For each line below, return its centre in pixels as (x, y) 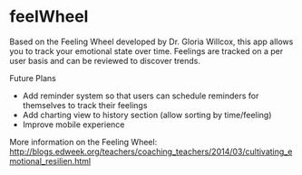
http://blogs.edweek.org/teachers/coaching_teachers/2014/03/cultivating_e (151, 152)
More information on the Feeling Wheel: (83, 142)
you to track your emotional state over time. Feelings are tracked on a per (146, 51)
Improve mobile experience (73, 124)
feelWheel (49, 17)
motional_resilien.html (50, 161)
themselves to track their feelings (85, 105)
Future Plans (33, 78)
